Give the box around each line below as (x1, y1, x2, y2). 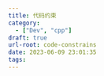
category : (8, 19, 41, 27)
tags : (8, 56, 26, 64)
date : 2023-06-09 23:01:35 (8, 48, 97, 56)
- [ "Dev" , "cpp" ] (15, 26, 72, 34)
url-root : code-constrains (8, 41, 97, 49)
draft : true (8, 33, 47, 42)
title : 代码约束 (8, 11, 57, 20)
